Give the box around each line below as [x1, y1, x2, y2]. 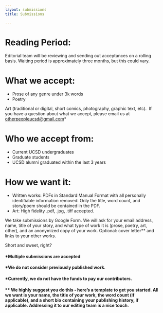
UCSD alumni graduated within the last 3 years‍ [12, 159, 106, 165]
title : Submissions [5, 12, 45, 17]
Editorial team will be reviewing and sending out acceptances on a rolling [5, 53, 152, 59]
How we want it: [5, 176, 72, 188]
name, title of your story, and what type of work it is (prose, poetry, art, [5, 223, 147, 228]
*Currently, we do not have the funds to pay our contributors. [5, 276, 132, 282]
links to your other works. [5, 233, 56, 239]
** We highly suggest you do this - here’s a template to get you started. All [5, 287, 159, 293]
